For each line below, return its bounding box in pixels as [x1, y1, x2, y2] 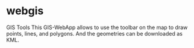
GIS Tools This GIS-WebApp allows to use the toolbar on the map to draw [6, 24, 188, 31]
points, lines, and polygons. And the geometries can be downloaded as [6, 30, 183, 37]
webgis [6, 4, 44, 18]
